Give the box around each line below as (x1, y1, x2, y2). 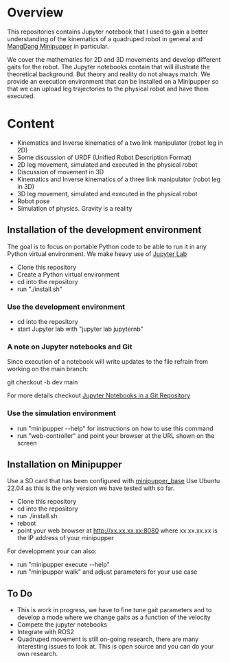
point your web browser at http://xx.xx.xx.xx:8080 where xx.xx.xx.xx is (16, 526, 218, 535)
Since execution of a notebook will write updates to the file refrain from (7, 358, 208, 366)
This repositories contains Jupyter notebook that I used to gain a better (7, 27, 209, 36)
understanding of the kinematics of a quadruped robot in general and (7, 34, 203, 43)
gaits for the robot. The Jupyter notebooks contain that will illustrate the (7, 62, 211, 71)
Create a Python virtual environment (16, 270, 120, 279)
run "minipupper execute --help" (16, 561, 110, 569)
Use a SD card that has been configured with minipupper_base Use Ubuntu (7, 477, 220, 485)
